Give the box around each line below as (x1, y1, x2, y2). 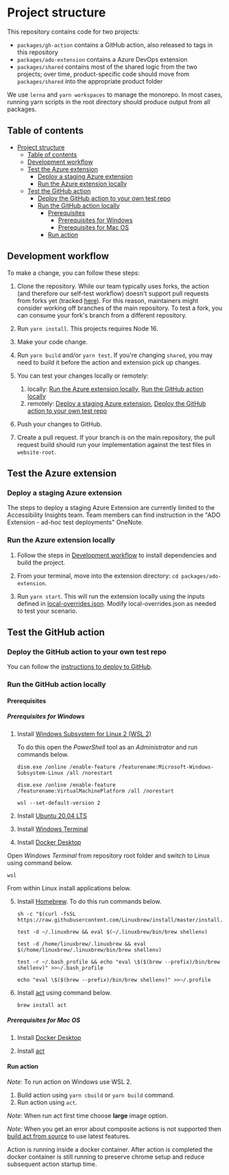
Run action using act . (16, 1098, 77, 1106)
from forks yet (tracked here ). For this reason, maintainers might (16, 296, 199, 304)
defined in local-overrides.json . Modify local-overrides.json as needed (16, 599, 217, 607)
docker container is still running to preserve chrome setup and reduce (7, 1152, 205, 1161)
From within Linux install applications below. (7, 884, 132, 892)
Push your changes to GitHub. (16, 420, 103, 428)
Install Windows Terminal (16, 825, 88, 833)
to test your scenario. (16, 607, 77, 615)
